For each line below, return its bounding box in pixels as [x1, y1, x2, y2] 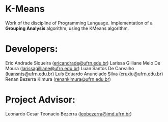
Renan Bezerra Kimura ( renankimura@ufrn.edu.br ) [5, 76, 111, 82]
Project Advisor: [5, 94, 75, 106]
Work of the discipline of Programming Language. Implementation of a [5, 20, 153, 26]
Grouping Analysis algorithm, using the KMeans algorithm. [5, 25, 129, 31]
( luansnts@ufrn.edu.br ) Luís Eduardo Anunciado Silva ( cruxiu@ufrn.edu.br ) [5, 71, 163, 77]
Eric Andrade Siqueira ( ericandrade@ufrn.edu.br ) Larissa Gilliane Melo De [5, 59, 160, 66]
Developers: [5, 43, 58, 55]
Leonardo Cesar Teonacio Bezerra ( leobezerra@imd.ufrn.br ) [5, 110, 132, 117]
